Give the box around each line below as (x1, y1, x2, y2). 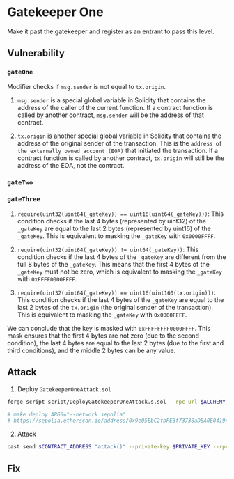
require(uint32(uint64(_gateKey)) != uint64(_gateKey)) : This (17, 245, 199, 253)
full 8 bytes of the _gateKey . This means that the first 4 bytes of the (17, 260, 210, 268)
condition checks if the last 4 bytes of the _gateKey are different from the (17, 252, 226, 261)
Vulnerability (7, 47, 65, 59)
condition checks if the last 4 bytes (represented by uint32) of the (17, 217, 207, 225)
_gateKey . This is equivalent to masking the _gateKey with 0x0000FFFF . (17, 231, 216, 240)
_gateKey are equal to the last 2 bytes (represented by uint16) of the (17, 224, 211, 233)
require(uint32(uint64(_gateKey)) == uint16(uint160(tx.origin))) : (17, 288, 216, 297)
